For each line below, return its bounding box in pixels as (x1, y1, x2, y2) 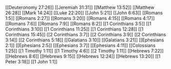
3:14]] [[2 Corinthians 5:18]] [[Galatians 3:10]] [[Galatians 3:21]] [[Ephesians (5, 37, 164, 43)
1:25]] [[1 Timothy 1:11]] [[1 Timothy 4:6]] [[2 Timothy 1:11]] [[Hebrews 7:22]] (5, 48, 164, 54)
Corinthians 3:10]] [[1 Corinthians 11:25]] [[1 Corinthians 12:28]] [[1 (5, 26, 144, 32)
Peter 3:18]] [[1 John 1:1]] (5, 59, 58, 64)
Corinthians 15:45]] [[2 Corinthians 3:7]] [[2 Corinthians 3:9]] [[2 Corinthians (5, 32, 166, 37)
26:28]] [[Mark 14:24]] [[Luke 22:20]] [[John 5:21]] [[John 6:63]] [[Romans (5, 10, 163, 16)
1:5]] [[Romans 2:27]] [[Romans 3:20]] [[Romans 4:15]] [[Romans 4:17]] (5, 15, 155, 21)
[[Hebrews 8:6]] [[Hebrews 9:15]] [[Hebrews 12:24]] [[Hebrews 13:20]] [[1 (5, 53, 161, 59)
